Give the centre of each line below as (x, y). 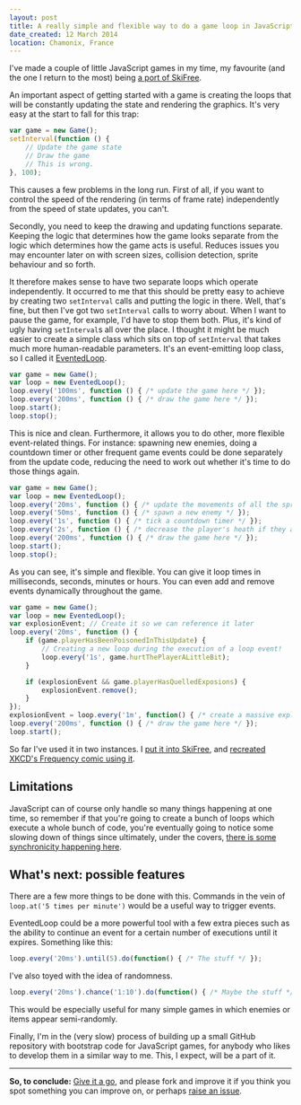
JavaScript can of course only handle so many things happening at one (141, 808)
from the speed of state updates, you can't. (90, 208)
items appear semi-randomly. (64, 1019)
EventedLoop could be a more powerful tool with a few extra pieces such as (150, 923)
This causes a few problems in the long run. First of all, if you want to (137, 189)
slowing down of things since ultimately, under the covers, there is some (143, 837)
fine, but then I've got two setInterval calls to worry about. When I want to (148, 310)
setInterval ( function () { (60, 139)
